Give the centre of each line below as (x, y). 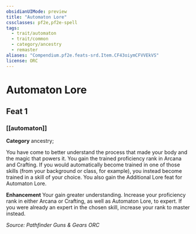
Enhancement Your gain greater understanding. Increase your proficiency (96, 195)
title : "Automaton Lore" (36, 17)
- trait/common (30, 39)
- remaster (25, 50)
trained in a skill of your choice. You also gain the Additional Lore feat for (94, 178)
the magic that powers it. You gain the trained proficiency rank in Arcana (94, 159)
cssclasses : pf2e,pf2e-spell (42, 22)
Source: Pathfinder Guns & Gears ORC (53, 225)
